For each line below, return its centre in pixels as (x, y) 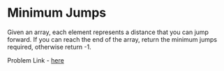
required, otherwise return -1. (50, 47)
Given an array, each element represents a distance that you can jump (108, 32)
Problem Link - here (36, 60)
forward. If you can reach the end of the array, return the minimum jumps (112, 39)
